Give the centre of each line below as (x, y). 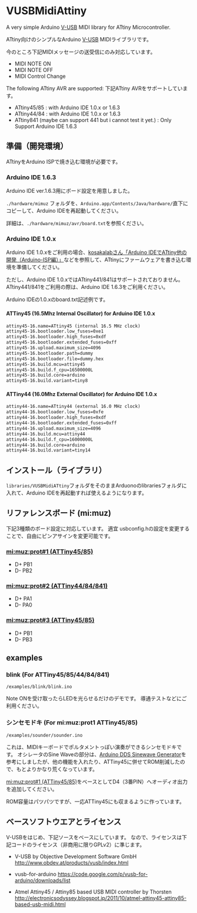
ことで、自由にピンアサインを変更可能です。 (60, 536)
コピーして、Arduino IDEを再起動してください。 (64, 211)
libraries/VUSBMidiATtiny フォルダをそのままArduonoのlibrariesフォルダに (96, 486)
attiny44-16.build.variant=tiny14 (49, 450)
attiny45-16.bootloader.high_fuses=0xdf (56, 337)
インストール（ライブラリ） (56, 470)
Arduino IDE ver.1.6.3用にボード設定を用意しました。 (70, 191)
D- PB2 (23, 571)
